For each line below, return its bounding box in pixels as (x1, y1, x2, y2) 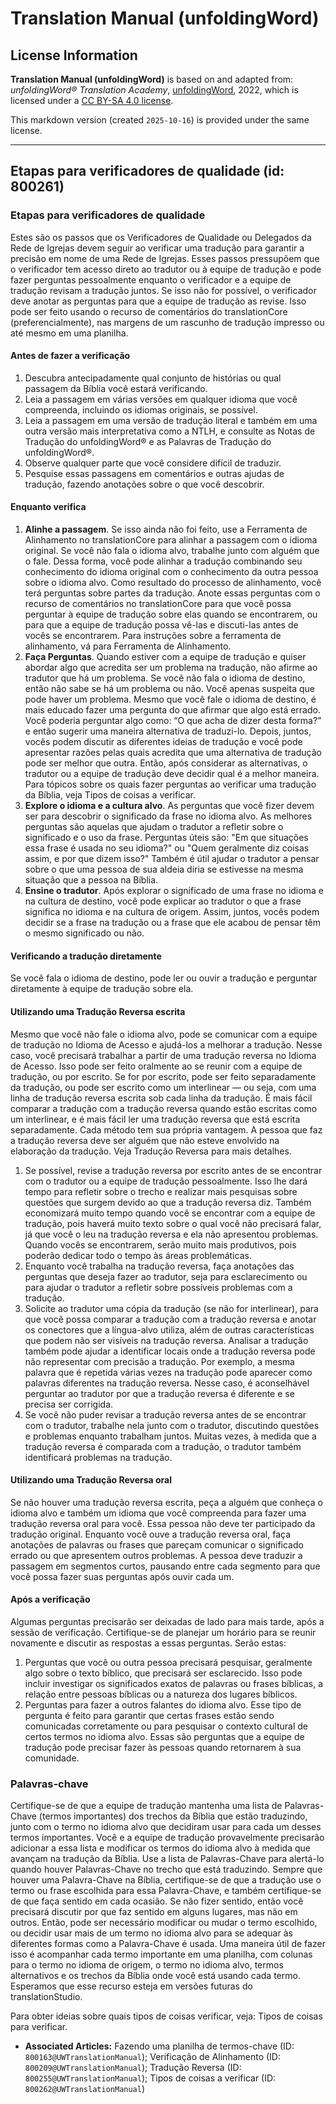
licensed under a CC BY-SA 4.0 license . (10, 95, 174, 106)
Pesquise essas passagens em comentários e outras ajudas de (24, 467, 285, 479)
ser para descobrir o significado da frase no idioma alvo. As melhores (24, 810, 313, 822)
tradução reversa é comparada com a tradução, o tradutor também (24, 1440, 302, 1452)
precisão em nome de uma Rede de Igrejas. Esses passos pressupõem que (10, 252, 320, 264)
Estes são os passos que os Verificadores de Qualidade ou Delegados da (10, 231, 312, 243)
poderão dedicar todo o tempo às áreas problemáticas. (24, 1249, 252, 1261)
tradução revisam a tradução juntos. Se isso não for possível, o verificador (10, 284, 317, 296)
